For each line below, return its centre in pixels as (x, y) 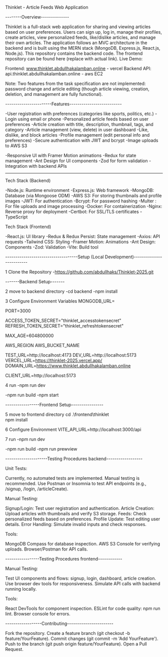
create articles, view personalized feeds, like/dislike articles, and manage (80, 37)
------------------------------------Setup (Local (54, 257)
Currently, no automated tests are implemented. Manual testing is (72, 478)
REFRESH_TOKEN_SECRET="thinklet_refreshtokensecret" (64, 326)
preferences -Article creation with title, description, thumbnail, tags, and (79, 124)
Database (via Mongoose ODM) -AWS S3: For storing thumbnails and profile (83, 196)
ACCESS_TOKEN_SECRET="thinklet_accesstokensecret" (63, 320)
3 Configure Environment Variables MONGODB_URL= (60, 301)
